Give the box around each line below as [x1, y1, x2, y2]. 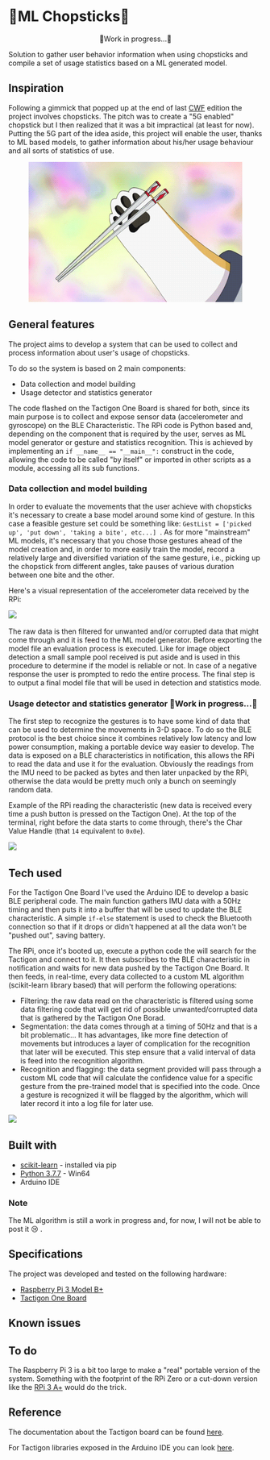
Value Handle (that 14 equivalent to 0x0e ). [8, 826, 145, 836]
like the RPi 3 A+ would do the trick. [8, 1383, 127, 1392]
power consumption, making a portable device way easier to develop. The [8, 742, 255, 752]
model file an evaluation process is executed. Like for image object [8, 643, 231, 653]
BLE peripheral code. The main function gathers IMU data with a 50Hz [8, 896, 242, 905]
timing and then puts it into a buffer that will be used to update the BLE [8, 905, 243, 914]
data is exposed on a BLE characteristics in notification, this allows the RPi [8, 751, 255, 760]
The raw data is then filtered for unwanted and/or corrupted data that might [8, 626, 260, 636]
